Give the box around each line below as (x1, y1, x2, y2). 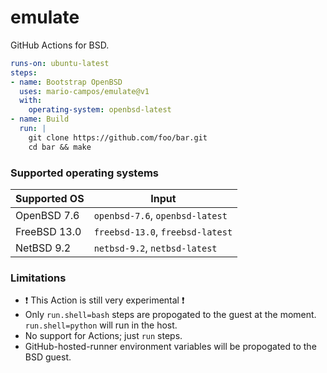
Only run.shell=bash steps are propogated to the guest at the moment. (24, 309, 317, 321)
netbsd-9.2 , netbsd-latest (93, 241, 218, 255)
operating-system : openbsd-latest (28, 105, 172, 115)
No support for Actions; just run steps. (24, 330, 183, 342)
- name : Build (10, 114, 70, 125)
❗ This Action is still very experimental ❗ (24, 294, 185, 306)
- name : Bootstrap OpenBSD (10, 77, 123, 87)
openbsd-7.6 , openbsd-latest (93, 208, 228, 222)
